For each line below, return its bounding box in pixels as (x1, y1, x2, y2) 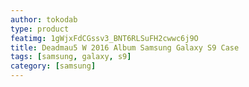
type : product (10, 24, 70, 34)
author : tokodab (10, 14, 78, 25)
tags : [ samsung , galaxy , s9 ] (10, 52, 132, 62)
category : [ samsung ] (10, 61, 97, 71)
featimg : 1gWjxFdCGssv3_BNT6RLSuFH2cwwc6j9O (10, 33, 199, 43)
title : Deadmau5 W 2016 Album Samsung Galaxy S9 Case (10, 42, 240, 53)
